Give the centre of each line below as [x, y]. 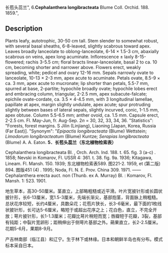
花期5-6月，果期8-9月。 [30, 228]
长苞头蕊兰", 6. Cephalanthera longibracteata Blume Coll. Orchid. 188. [77, 7]
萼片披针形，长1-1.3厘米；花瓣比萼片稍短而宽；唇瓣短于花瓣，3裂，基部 [88, 216]
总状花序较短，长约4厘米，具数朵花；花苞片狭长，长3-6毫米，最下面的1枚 [81, 203]
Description [24, 29]
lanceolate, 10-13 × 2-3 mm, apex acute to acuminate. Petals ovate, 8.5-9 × [83, 78]
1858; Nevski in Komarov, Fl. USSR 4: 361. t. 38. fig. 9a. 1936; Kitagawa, [79, 157]
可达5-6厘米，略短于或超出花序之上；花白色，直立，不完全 [92, 209]
